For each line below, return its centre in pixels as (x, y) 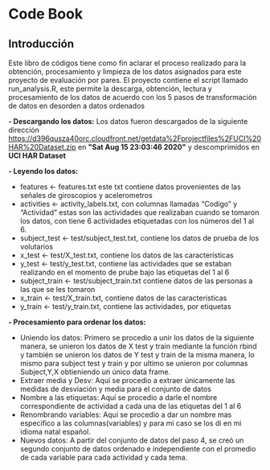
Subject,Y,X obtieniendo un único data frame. (95, 372)
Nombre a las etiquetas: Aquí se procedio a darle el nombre (119, 398)
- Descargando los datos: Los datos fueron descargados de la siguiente (128, 121)
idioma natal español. (55, 432)
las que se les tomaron (57, 289)
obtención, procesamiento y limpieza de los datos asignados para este (125, 72)
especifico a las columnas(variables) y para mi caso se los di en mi (131, 423)
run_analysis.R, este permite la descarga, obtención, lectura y (110, 89)
